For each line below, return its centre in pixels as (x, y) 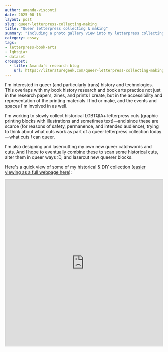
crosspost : (16, 61)
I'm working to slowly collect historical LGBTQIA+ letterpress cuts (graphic (82, 115)
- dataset (15, 56)
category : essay (22, 38)
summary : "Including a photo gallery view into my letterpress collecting (84, 33)
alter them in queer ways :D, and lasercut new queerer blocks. (69, 157)
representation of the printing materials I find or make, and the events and (81, 100)
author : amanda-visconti (31, 10)
